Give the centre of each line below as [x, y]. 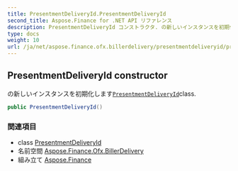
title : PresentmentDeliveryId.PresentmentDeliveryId [87, 14]
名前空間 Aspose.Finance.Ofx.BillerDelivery [80, 150]
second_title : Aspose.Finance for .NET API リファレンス [90, 21]
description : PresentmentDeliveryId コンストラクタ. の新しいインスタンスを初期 [119, 27]
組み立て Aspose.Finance [55, 160]
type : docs [23, 34]
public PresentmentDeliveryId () [55, 107]
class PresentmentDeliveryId [59, 142]
